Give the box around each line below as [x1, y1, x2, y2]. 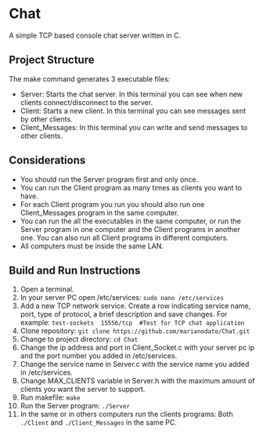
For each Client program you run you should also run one [20, 199, 205, 208]
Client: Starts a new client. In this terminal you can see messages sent [20, 106, 247, 115]
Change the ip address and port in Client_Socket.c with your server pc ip [20, 343, 255, 353]
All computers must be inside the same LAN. [20, 241, 164, 251]
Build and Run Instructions [9, 263, 141, 277]
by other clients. [20, 114, 73, 124]
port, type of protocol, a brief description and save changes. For [20, 310, 228, 319]
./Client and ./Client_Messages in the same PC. [20, 418, 177, 427]
